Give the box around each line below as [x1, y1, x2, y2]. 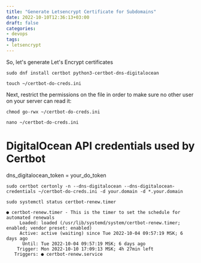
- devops [6, 31, 28, 37]
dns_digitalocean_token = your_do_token [6, 172, 106, 179]
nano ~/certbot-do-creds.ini [6, 119, 79, 126]
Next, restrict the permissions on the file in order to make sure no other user [6, 91, 194, 98]
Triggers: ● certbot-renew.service [14, 251, 103, 257]
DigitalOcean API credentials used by [6, 139, 195, 153]
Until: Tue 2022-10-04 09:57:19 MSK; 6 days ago [22, 240, 146, 247]
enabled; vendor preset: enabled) [6, 225, 93, 231]
